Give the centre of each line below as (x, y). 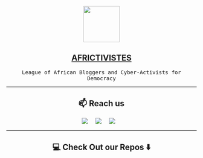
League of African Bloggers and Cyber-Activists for (101, 72)
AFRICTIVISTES (101, 58)
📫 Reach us (101, 103)
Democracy (101, 78)
